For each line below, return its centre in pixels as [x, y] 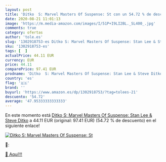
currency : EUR [20, 60]
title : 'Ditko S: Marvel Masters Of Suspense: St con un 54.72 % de [78, 14]
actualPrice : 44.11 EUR [30, 55]
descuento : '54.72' [25, 97]
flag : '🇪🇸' [17, 83]
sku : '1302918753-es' [27, 46]
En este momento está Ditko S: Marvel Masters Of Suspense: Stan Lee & [79, 115]
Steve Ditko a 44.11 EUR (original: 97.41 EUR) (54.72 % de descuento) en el [81, 121]
